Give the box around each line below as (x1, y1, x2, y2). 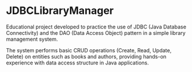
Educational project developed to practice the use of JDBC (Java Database (6, 23, 187, 30)
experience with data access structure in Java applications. (6, 59, 149, 66)
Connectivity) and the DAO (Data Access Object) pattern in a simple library (6, 29, 186, 36)
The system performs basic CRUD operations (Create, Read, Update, (6, 46, 172, 53)
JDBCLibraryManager (6, 4, 114, 17)
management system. (6, 35, 58, 42)
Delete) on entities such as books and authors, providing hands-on (6, 53, 167, 60)
